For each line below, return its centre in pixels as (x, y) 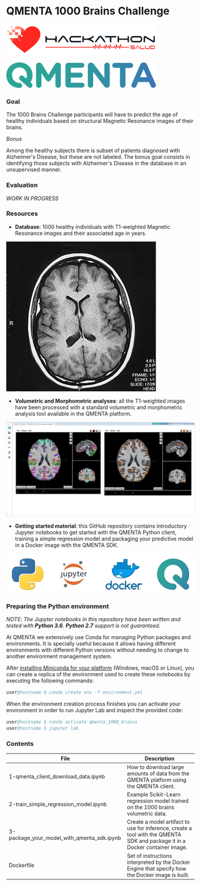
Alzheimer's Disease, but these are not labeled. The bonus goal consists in (98, 157)
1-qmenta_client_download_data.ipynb (57, 776)
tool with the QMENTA (154, 834)
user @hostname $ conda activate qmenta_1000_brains (72, 722)
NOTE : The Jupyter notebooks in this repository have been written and (94, 619)
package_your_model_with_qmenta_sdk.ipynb (65, 837)
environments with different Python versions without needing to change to (98, 650)
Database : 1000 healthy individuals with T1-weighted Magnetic (92, 226)
